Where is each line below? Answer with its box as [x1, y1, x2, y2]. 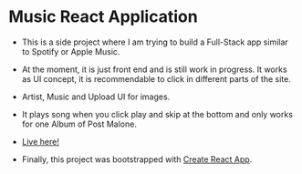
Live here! [21, 136, 60, 147]
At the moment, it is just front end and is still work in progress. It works [21, 64, 288, 75]
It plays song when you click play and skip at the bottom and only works [21, 108, 294, 119]
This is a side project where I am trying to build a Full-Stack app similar [21, 36, 288, 47]
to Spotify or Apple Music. [21, 46, 120, 56]
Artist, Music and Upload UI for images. [21, 91, 171, 102]
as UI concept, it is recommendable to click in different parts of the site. [21, 73, 291, 84]
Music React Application [8, 6, 198, 27]
